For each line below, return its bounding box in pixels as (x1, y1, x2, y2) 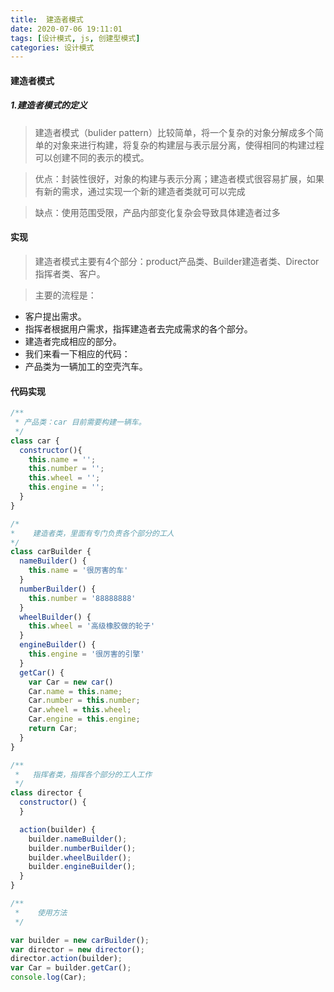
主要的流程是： (34, 289, 97, 301)
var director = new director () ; (10, 944, 145, 955)
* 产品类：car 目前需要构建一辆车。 (14, 417, 147, 428)
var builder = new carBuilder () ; (10, 935, 150, 945)
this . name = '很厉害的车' (28, 566, 129, 576)
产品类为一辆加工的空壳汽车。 (24, 361, 148, 373)
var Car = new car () (28, 677, 114, 687)
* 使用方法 (14, 907, 68, 918)
